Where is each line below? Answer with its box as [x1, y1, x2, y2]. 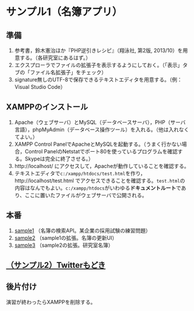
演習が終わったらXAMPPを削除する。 [6, 298, 96, 305]
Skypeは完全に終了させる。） [24, 155, 94, 162]
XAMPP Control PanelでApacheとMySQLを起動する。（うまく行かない [14, 141, 182, 148]
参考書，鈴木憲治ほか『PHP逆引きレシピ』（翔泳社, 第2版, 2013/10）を [14, 47, 183, 54]
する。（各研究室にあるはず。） [19, 54, 91, 61]
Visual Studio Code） [14, 83, 66, 90]
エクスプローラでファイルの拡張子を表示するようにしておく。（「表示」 [14, 62, 183, 68]
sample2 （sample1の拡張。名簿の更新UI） [14, 234, 118, 241]
